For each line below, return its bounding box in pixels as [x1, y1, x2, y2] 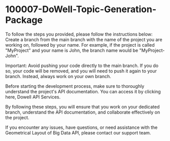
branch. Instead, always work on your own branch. [5, 73, 112, 79]
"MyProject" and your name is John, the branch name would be [5, 47, 139, 53]
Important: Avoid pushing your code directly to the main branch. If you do [5, 62, 159, 68]
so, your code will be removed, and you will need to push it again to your [5, 67, 157, 74]
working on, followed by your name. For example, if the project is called [5, 42, 155, 48]
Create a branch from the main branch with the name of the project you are [5, 37, 162, 43]
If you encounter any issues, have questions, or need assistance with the [5, 124, 158, 130]
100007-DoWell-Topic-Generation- [5, 4, 156, 15]
